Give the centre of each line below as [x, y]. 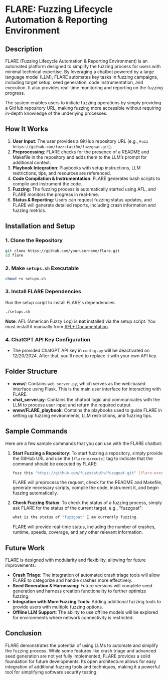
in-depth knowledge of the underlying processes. [56, 113]
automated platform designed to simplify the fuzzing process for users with [83, 66]
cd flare [14, 256]
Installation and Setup [40, 226]
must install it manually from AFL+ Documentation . [57, 326]
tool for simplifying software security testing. [51, 672]
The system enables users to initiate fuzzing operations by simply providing [83, 103]
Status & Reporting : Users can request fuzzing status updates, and [82, 199]
